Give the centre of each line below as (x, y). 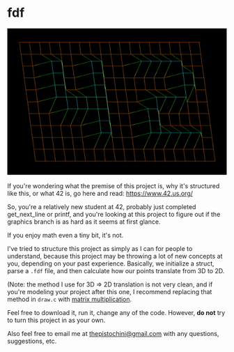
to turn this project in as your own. (56, 320)
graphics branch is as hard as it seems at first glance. (84, 222)
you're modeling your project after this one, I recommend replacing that (110, 291)
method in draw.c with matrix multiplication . (70, 299)
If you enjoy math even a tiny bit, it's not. (65, 235)
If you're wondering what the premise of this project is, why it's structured (114, 185)
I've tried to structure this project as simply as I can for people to (100, 248)
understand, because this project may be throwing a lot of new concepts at (115, 256)
